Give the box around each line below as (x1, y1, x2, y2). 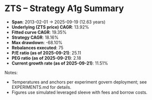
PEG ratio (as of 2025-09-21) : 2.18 (11, 55, 81, 61)
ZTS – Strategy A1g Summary (4, 3, 124, 14)
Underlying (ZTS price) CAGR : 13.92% (11, 24, 90, 30)
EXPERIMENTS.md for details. (11, 84, 72, 90)
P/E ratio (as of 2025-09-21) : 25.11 (11, 50, 81, 56)
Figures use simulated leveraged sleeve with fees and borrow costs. (11, 89, 148, 95)
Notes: (4, 69, 18, 75)
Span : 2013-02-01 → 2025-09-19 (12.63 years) (11, 19, 106, 25)
